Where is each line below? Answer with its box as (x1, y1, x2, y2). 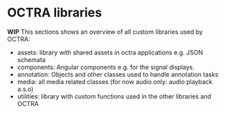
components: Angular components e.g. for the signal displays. (17, 63, 195, 71)
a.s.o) (17, 85, 34, 93)
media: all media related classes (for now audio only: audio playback (17, 77, 213, 85)
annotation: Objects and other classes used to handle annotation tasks (17, 70, 219, 79)
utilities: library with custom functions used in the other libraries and (17, 92, 212, 101)
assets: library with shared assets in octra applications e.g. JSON (17, 48, 204, 56)
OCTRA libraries (7, 5, 102, 21)
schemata (17, 55, 46, 63)
